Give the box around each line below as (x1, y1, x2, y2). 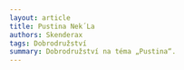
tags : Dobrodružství (9, 38, 88, 48)
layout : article (9, 13, 71, 23)
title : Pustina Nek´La (9, 22, 95, 31)
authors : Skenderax (9, 30, 83, 39)
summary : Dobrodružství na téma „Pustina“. (9, 47, 177, 56)
